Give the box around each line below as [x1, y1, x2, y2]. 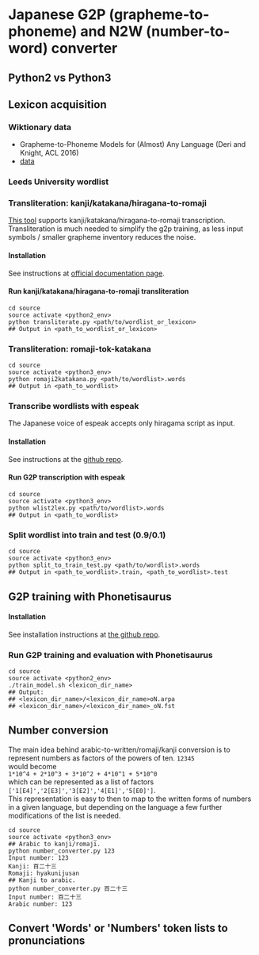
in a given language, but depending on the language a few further [8, 802, 223, 811]
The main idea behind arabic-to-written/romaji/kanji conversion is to [8, 745, 231, 754]
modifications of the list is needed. [8, 811, 121, 820]
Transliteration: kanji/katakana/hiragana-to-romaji [8, 198, 208, 209]
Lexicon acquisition [8, 98, 107, 111]
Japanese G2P [8, 6, 106, 24]
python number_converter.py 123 [8, 847, 115, 855]
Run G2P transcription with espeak [8, 472, 125, 482]
